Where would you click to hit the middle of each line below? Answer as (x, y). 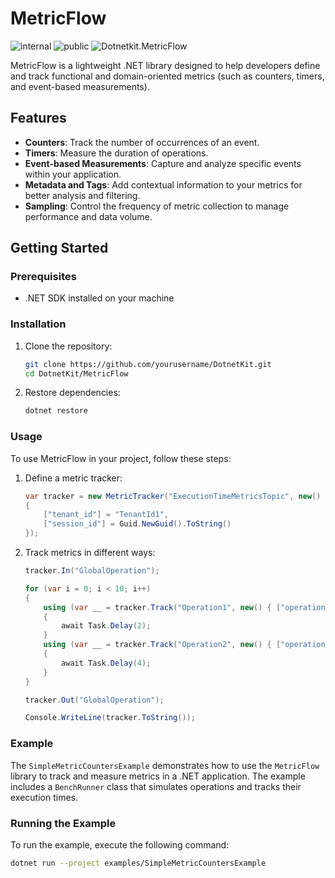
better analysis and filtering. (82, 195)
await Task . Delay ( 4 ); (106, 663)
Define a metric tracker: (73, 478)
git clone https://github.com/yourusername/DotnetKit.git (148, 364)
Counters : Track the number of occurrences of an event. (142, 142)
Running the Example (63, 823)
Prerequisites (43, 277)
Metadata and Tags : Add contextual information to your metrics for (163, 184)
